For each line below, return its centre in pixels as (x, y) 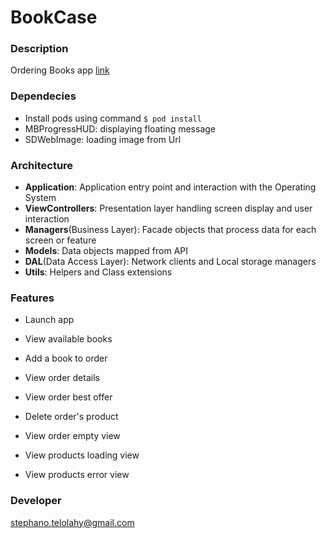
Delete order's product (71, 417)
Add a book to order (66, 358)
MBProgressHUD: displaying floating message (120, 128)
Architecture (42, 165)
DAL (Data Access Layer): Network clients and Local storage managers (170, 262)
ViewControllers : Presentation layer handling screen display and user (168, 208)
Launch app (49, 320)
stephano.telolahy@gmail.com (72, 522)
